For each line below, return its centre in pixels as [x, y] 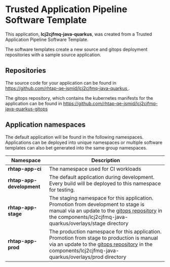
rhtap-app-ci [25, 169]
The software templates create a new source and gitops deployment [76, 49]
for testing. [62, 189]
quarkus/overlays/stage [77, 223]
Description [106, 160]
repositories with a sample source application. [53, 55]
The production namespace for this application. [105, 232]
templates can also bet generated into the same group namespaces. [76, 147]
